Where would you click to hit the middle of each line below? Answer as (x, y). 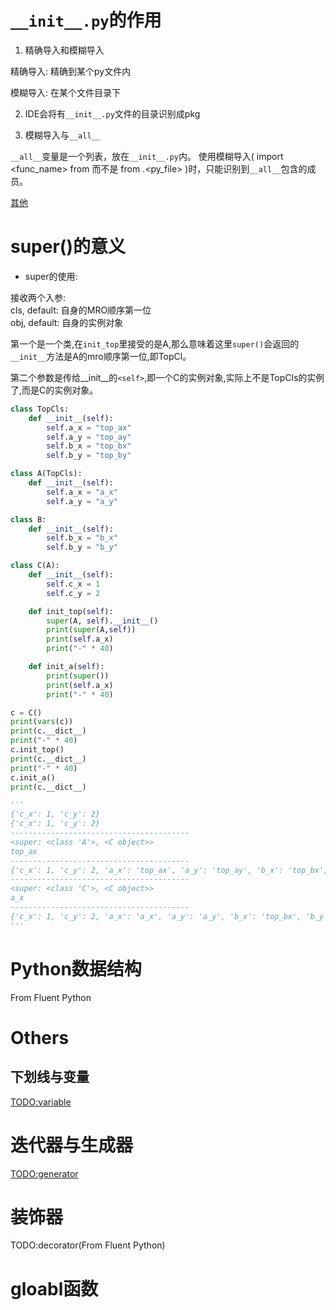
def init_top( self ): (71, 611)
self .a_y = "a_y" (82, 501)
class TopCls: (40, 409)
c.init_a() (33, 777)
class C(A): (35, 566)
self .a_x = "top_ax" (89, 427)
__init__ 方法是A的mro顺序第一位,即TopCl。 (101, 356)
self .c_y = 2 (73, 593)
